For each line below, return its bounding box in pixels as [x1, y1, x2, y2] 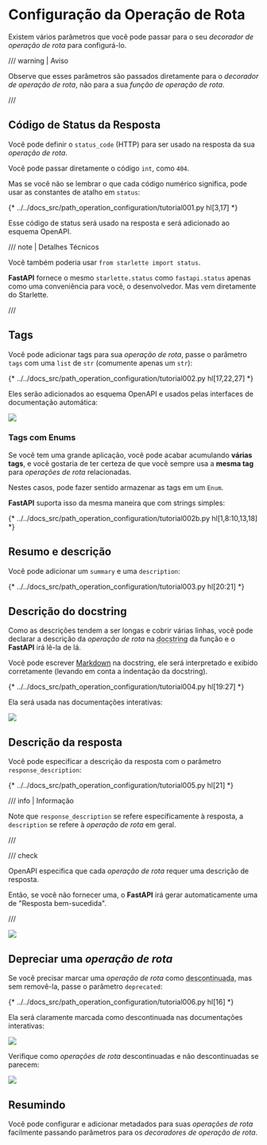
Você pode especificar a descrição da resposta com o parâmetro [8, 757, 222, 767]
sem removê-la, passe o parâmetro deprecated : [8, 982, 163, 991]
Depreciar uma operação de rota [8, 952, 173, 966]
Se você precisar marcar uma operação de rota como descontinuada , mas [8, 974, 253, 983]
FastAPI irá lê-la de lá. [8, 643, 82, 653]
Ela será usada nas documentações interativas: [8, 697, 163, 707]
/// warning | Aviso [8, 56, 69, 65]
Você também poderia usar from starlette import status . [8, 257, 201, 267]
